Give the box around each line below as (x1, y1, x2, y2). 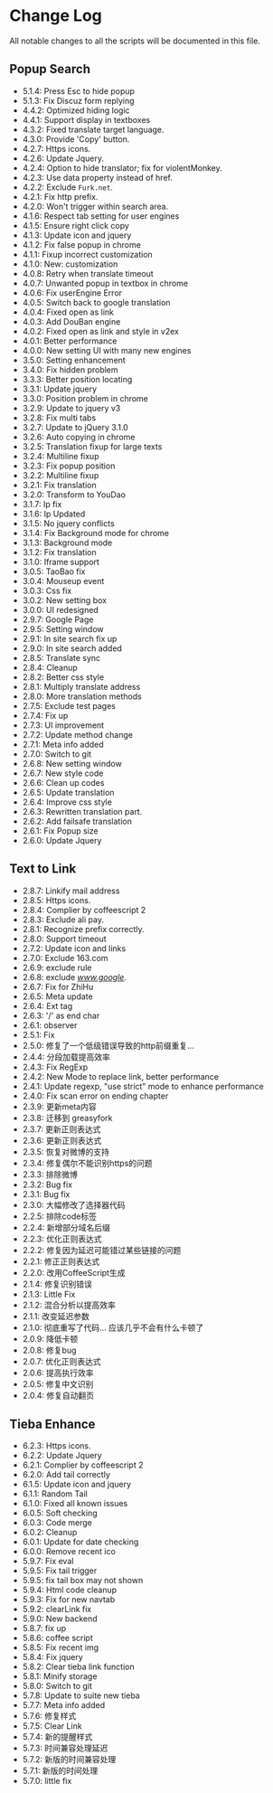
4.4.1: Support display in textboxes (22, 114, 151, 125)
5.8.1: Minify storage (22, 1671, 98, 1682)
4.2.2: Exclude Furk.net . (22, 182, 113, 193)
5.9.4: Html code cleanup (22, 1584, 118, 1596)
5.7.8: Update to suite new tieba (22, 1690, 140, 1701)
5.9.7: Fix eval (22, 1556, 74, 1567)
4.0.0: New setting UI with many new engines (22, 344, 192, 355)
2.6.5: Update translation (22, 787, 115, 797)
